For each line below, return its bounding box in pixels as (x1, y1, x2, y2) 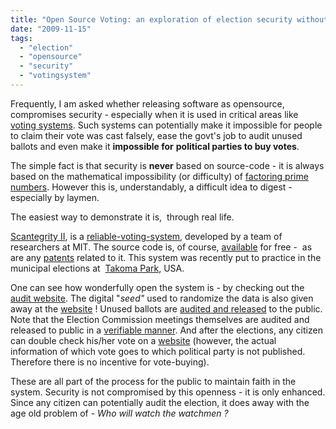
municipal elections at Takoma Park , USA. (10, 262, 185, 274)
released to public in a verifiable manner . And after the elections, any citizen (10, 324, 323, 336)
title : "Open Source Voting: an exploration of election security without (10, 14, 329, 25)
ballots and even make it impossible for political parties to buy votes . (10, 140, 300, 152)
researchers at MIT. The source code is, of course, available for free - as (10, 241, 313, 253)
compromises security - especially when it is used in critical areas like (10, 108, 299, 120)
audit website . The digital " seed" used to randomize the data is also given (10, 292, 314, 304)
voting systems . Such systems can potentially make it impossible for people (10, 119, 323, 131)
